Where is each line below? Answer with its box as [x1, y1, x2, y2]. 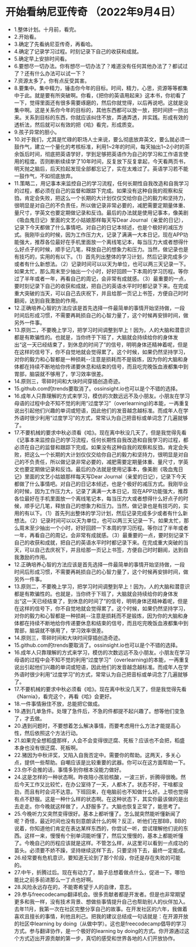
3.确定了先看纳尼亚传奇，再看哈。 [13, 40, 96, 47]
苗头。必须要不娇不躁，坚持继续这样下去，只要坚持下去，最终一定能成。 [13, 847, 188, 854]
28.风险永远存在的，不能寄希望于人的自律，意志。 [13, 883, 135, 890]
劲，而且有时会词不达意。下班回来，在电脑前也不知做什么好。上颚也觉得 [13, 788, 188, 795]
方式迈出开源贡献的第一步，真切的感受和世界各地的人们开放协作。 [19, 935, 178, 942]
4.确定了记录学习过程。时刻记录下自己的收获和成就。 [13, 47, 142, 55]
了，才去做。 [13, 715, 45, 722]
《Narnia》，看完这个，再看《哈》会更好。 [13, 693, 115, 700]
